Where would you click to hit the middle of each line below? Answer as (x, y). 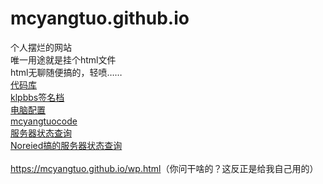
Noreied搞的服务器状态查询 (66, 145)
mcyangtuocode (44, 121)
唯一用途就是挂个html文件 (63, 59)
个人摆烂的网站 (41, 47)
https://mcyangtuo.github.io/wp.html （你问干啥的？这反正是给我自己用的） (164, 168)
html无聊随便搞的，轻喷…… (66, 72)
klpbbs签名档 (37, 97)
